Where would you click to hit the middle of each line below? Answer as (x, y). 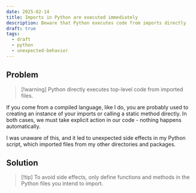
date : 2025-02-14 (28, 12)
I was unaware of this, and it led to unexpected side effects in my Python (96, 137)
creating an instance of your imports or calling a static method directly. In (97, 114)
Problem (22, 75)
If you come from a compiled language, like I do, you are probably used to (97, 107)
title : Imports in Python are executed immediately (72, 17)
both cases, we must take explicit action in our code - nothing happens (94, 120)
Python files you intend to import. (62, 183)
